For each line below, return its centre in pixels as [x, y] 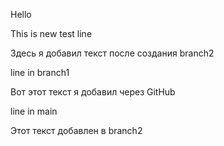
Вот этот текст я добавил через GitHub [93, 92]
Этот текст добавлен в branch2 [76, 130]
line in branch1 [40, 72]
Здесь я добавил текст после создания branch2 [112, 53]
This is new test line [51, 33]
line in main [34, 111]
